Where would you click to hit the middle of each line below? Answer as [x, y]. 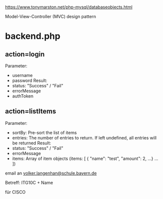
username [22, 75]
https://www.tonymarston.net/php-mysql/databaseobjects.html [69, 7]
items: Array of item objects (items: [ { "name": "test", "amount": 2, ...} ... [85, 159]
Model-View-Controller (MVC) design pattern [51, 16]
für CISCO [15, 192]
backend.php [33, 36]
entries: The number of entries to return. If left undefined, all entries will [84, 138]
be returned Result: [32, 143]
